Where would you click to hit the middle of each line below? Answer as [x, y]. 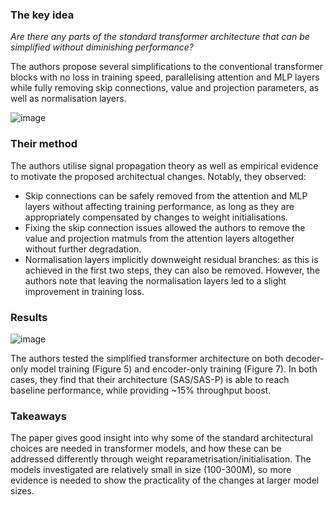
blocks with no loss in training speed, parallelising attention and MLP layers [165, 77]
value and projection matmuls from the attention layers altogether [159, 238]
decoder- [305, 358]
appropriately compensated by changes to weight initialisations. [156, 217]
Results [29, 317]
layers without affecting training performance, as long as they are [159, 206]
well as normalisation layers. [68, 99]
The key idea [42, 15]
